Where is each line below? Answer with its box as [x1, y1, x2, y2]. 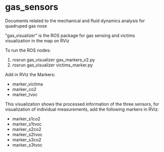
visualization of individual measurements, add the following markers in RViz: [5, 106, 159, 112]
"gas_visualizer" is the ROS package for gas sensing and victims [5, 32, 135, 38]
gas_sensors [5, 1, 58, 13]
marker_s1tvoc [12, 121, 42, 127]
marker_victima [12, 81, 43, 87]
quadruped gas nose [5, 23, 48, 29]
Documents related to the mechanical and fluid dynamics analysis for [5, 18, 145, 24]
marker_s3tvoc [12, 142, 43, 148]
